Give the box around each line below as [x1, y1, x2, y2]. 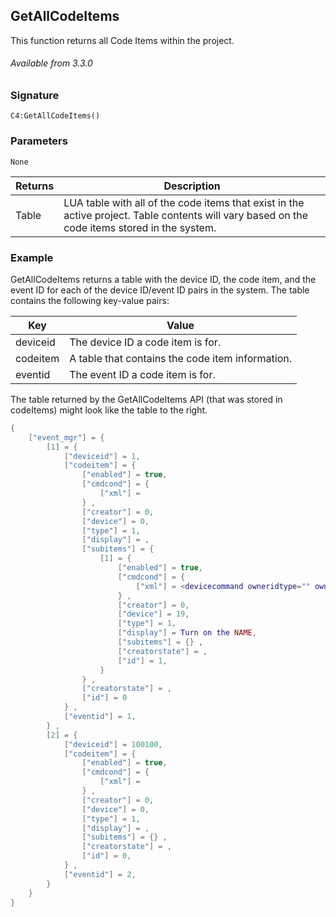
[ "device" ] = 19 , [117, 609, 190, 619]
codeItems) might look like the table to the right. [10, 404, 208, 416]
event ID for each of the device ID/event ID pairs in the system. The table [10, 284, 310, 296]
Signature [10, 89, 60, 103]
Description [163, 179, 221, 193]
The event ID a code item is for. [69, 367, 216, 381]
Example [10, 250, 54, 264]
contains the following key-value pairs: [10, 294, 170, 306]
